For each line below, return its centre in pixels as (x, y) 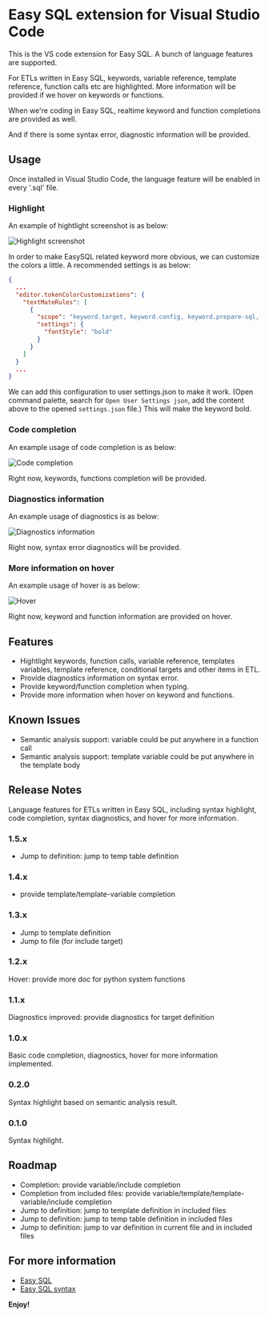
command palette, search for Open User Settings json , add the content (126, 400)
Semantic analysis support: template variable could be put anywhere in (137, 756)
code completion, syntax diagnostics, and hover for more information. (123, 817)
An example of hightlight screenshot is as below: (88, 226)
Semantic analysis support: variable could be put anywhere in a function (139, 739)
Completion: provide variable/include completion (100, 1184)
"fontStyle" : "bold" (78, 332)
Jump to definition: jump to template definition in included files (123, 1210)
